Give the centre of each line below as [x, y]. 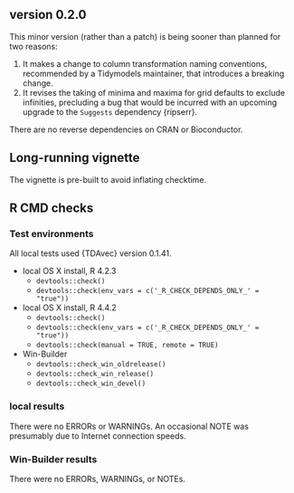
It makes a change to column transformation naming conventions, [145, 63]
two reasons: [33, 46]
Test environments [52, 233]
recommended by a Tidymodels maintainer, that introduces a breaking [153, 73]
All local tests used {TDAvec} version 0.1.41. [90, 253]
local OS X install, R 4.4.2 [70, 308]
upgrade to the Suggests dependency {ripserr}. [109, 111]
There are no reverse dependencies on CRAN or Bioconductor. [126, 129]
